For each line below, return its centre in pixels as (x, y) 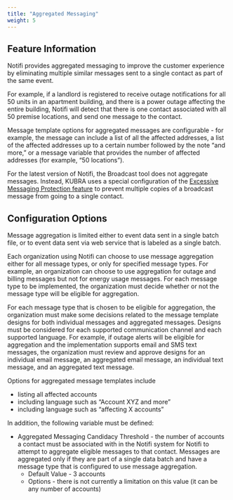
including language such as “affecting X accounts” (91, 409)
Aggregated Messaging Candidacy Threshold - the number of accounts (121, 437)
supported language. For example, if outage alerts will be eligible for (106, 338)
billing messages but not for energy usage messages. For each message (112, 279)
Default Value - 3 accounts (67, 474)
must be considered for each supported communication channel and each (115, 330)
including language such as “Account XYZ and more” (94, 402)
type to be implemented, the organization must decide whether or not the (113, 286)
